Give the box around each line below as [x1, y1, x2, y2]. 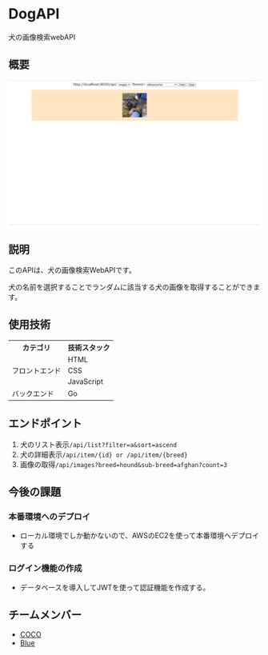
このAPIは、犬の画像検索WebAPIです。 [8, 265, 136, 274]
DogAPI [8, 5, 60, 23]
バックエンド [11, 389, 54, 398]
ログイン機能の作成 [8, 563, 82, 574]
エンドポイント [8, 417, 82, 430]
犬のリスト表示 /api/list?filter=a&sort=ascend [19, 439, 178, 449]
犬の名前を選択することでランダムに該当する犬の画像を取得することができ [8, 282, 254, 292]
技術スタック [67, 343, 110, 353]
